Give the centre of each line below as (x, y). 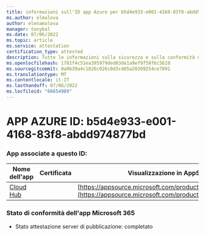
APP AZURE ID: (45, 122)
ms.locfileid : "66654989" (39, 91)
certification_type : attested (45, 52)
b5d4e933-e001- (131, 122)
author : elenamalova (33, 23)
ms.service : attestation (38, 46)
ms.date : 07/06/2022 (33, 35)
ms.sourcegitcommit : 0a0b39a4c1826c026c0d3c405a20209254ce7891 (88, 69)
